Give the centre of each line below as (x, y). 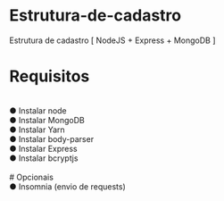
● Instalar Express (43, 148)
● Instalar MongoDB (47, 120)
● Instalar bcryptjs (44, 158)
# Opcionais (31, 177)
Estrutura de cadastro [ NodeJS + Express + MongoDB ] (112, 40)
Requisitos (50, 76)
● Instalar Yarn (37, 130)
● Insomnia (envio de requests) (68, 186)
